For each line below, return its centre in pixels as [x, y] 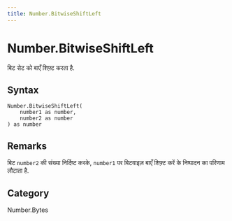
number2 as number [46, 119]
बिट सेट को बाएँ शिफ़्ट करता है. [41, 68]
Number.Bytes [28, 210]
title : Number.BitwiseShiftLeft [54, 14]
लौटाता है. [18, 171]
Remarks [27, 146]
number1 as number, [48, 113]
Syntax [23, 90]
